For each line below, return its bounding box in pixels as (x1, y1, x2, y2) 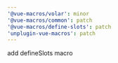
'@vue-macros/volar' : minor (7, 10, 90, 17)
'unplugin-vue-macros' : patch (7, 29, 96, 37)
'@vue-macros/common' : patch (7, 17, 93, 24)
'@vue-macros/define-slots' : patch (7, 23, 112, 30)
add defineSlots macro (7, 49, 73, 57)
